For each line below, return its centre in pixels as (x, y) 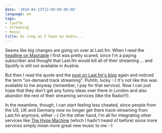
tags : (10, 18)
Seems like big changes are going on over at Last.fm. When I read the (75, 50)
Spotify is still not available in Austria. (42, 65)
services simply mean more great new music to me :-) (59, 125)
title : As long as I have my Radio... (44, 37)
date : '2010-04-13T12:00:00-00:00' (41, 9)
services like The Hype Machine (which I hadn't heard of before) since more (81, 120)
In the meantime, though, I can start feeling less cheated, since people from (81, 105)
